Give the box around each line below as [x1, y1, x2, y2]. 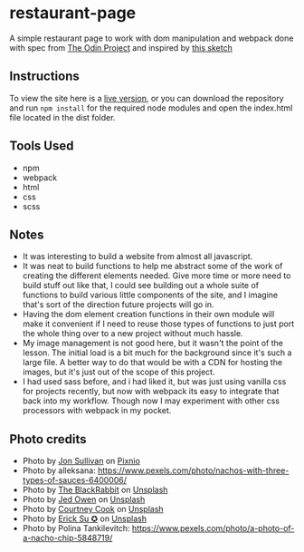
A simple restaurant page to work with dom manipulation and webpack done [9, 33, 294, 44]
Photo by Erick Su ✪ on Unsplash [22, 513, 147, 524]
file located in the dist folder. [9, 111, 116, 122]
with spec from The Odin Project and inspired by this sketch [9, 42, 233, 53]
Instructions [9, 69, 80, 84]
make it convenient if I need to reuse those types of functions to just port [22, 318, 295, 329]
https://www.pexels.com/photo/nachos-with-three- [98, 465, 290, 476]
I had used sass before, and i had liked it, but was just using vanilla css [22, 376, 287, 387]
